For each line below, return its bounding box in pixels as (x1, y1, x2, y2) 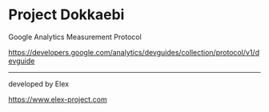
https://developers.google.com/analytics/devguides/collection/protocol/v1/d (8, 47, 260, 57)
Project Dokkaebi (8, 6, 125, 24)
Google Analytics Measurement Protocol (8, 32, 142, 42)
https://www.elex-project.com (8, 94, 107, 104)
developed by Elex (8, 78, 70, 89)
